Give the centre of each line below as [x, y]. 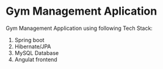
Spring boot [29, 40]
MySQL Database [37, 53]
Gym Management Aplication [81, 11]
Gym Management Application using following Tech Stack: [79, 28]
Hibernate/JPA [33, 46]
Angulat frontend [36, 59]
